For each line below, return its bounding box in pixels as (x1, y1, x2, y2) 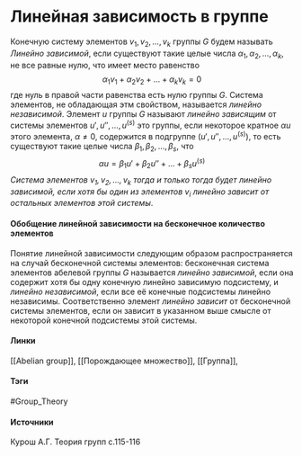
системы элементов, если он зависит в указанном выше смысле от (10, 305, 271, 316)
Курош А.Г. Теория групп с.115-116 (10, 436, 141, 447)
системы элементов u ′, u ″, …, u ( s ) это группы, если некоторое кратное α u (10, 119, 291, 130)
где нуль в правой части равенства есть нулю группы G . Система (10, 90, 263, 101)
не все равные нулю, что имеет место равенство (10, 59, 200, 70)
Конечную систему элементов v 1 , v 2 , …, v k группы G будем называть (10, 36, 273, 49)
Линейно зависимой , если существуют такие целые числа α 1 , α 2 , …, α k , (10, 48, 284, 60)
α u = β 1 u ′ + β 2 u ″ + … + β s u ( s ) (98, 156, 206, 171)
